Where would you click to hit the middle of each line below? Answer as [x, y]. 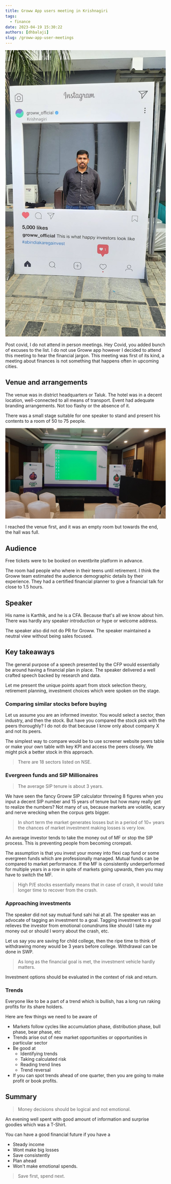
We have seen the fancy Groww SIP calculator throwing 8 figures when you [84, 796]
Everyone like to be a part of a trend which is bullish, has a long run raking [83, 1001]
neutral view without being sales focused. [49, 636]
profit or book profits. [35, 1081]
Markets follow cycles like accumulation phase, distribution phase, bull [87, 1026]
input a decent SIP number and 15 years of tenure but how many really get [83, 802]
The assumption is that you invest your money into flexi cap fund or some [82, 853]
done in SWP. [20, 951]
